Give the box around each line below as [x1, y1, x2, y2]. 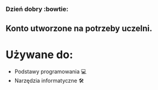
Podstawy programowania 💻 [14, 68, 87, 76]
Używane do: [5, 48, 74, 62]
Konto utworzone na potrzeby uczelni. [5, 24, 153, 34]
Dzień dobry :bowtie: [5, 5, 69, 13]
